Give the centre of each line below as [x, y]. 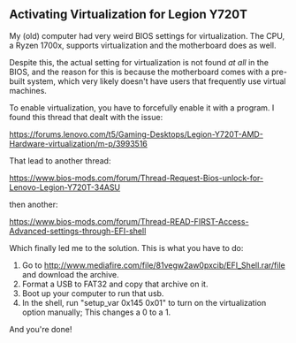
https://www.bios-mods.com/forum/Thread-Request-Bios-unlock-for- [137, 178]
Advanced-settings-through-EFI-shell [78, 231]
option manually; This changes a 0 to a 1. [96, 312]
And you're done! [41, 329]
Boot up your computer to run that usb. [93, 293]
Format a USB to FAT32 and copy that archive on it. [115, 284]
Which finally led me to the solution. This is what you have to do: [126, 248]
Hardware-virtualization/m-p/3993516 [79, 143]
